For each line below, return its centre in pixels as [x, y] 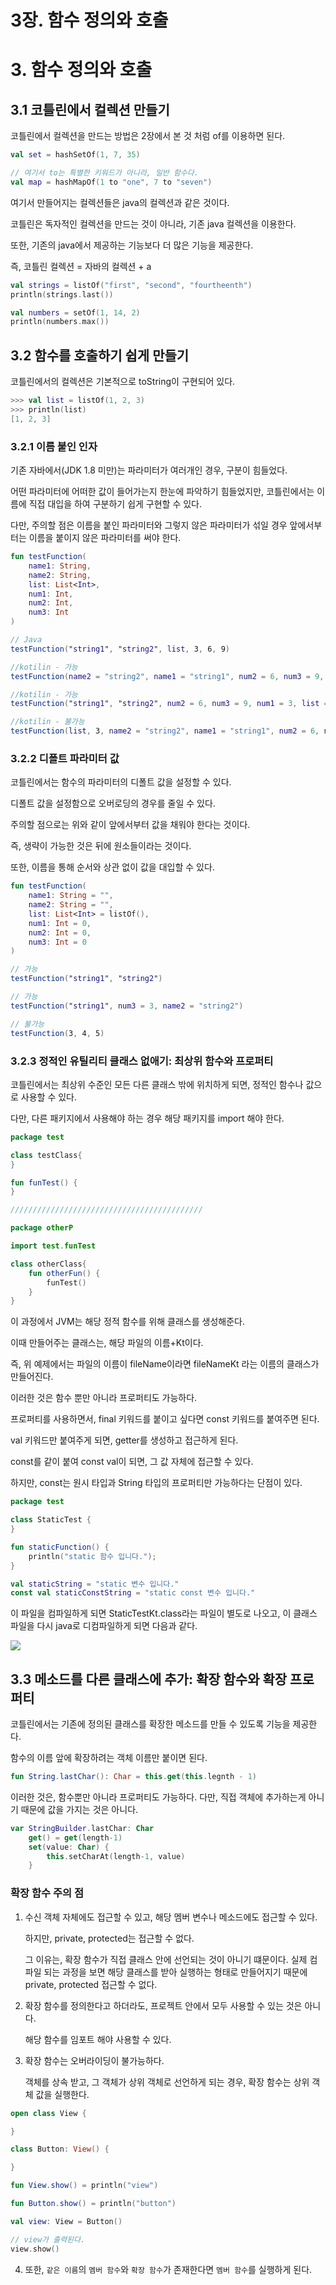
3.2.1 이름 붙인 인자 [54, 446]
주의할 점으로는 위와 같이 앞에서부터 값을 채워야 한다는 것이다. [130, 825]
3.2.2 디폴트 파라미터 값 [65, 758]
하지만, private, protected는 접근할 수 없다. [109, 1938]
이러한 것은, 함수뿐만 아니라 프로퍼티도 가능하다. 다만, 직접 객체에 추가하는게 [158, 1797]
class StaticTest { [51, 1520]
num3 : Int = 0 [57, 942]
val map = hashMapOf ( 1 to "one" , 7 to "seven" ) [111, 182]
